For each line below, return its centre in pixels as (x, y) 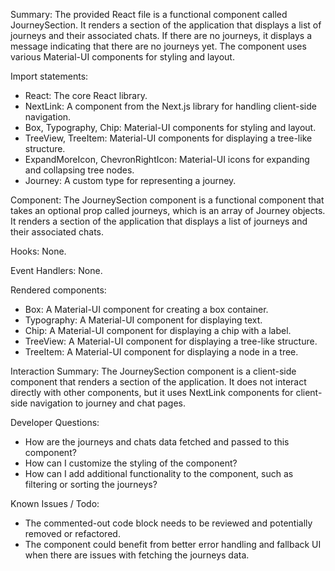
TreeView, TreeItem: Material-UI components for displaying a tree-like (168, 138)
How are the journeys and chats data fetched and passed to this (157, 442)
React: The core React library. (86, 95)
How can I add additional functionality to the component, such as (159, 473)
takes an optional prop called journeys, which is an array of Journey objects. (168, 210)
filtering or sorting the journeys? (91, 484)
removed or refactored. (72, 533)
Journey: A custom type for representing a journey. (130, 180)
